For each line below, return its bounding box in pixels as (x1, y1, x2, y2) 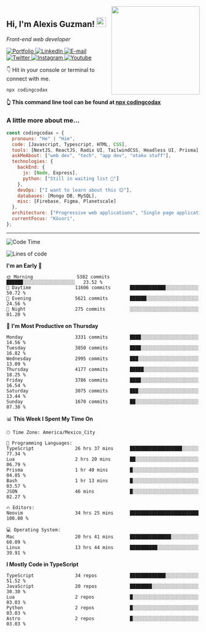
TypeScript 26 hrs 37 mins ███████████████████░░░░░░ (6, 445, 199, 451)
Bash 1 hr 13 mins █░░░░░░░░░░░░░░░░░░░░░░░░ (6, 477, 199, 484)
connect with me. (6, 75, 50, 82)
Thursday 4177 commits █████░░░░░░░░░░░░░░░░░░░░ (6, 366, 199, 372)
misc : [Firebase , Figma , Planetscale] (17, 198, 116, 205)
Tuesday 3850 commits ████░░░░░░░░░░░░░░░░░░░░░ (6, 345, 199, 351)
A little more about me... (6, 116, 80, 125)
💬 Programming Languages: (6, 440, 72, 446)
